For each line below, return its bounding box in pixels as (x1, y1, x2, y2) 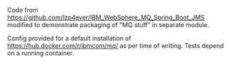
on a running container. (7, 49, 75, 57)
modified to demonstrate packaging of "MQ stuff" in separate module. (7, 21, 210, 29)
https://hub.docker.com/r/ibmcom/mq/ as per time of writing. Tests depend (7, 42, 224, 49)
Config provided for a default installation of (7, 34, 132, 42)
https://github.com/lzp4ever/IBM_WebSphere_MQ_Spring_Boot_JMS (7, 13, 205, 22)
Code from (7, 6, 38, 14)
